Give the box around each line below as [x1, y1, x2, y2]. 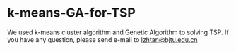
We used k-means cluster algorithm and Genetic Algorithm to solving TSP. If [7, 28, 229, 36]
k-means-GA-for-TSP [7, 5, 136, 21]
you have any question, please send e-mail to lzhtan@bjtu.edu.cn [7, 35, 198, 43]
